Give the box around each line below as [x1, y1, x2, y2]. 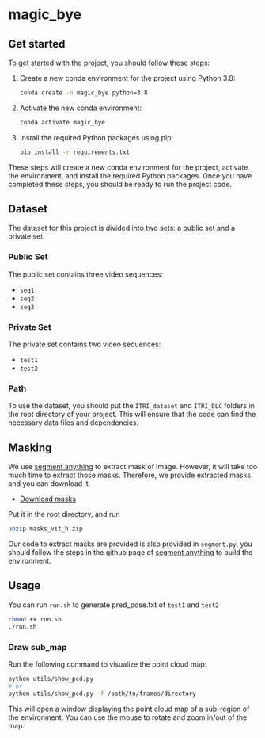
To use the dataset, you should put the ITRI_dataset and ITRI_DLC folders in [8, 401, 256, 411]
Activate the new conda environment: [19, 103, 142, 113]
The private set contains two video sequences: [8, 339, 161, 350]
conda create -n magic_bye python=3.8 [19, 89, 148, 97]
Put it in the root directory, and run [8, 510, 120, 519]
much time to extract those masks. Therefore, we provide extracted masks [8, 470, 252, 480]
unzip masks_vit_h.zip [8, 525, 83, 533]
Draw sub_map [8, 641, 67, 652]
